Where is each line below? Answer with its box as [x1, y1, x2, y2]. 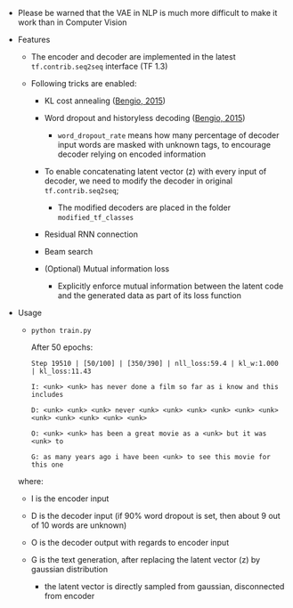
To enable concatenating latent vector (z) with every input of [44, 166, 267, 176]
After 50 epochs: [30, 342, 94, 353]
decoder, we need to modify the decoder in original [44, 175, 233, 186]
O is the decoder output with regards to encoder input [30, 538, 230, 547]
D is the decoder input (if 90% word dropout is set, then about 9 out [30, 511, 281, 521]
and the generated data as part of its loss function [57, 290, 242, 301]
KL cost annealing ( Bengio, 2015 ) [44, 95, 167, 106]
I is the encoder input [30, 493, 110, 504]
